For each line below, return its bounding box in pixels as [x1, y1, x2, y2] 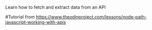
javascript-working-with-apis [5, 19, 66, 25]
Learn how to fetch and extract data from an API [5, 4, 106, 10]
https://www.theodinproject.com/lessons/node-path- [35, 14, 147, 19]
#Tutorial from [5, 14, 35, 19]
